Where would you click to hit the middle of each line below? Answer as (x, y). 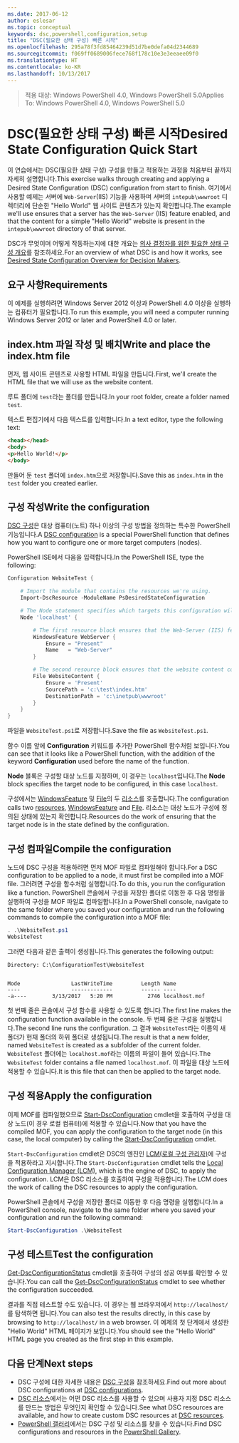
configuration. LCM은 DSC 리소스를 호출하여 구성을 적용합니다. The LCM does (117, 1179)
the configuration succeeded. (51, 1290)
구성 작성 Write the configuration (79, 507)
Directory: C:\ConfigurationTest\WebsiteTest (76, 965)
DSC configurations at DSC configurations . (80, 1390)
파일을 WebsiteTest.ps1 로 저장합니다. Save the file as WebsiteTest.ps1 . (108, 731)
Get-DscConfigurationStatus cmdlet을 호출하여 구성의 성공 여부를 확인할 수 (114, 1273)
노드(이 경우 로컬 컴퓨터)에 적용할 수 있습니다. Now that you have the (111, 1123)
